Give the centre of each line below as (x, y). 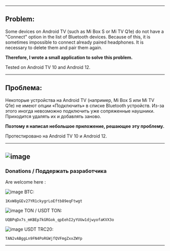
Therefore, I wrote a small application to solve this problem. (69, 57)
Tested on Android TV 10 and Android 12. (48, 67)
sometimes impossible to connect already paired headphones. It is (75, 42)
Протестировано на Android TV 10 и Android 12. (56, 136)
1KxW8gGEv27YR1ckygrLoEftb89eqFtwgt (44, 201)
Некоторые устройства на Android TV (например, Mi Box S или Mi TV (80, 100)
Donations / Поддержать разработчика (56, 171)
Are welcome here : (26, 182)
